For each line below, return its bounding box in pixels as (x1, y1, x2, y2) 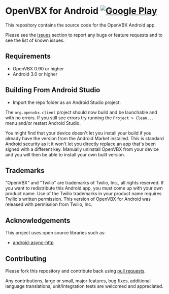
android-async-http (12, 239, 54, 246)
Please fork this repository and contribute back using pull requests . (5, 268, 146, 274)
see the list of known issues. (5, 37, 65, 43)
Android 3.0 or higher (12, 71, 57, 77)
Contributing (5, 254, 47, 263)
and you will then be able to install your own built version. (5, 151, 125, 157)
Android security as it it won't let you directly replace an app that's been (5, 141, 156, 147)
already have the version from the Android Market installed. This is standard (5, 135, 164, 141)
